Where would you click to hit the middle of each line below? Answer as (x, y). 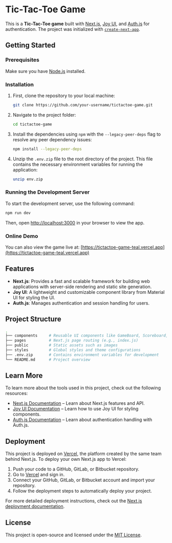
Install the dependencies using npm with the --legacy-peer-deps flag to (87, 134)
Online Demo (22, 236)
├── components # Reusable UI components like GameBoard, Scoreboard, (87, 336)
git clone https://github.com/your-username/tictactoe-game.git (83, 105)
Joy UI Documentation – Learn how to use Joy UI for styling (76, 409)
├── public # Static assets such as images (61, 345)
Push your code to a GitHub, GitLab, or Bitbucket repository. (76, 469)
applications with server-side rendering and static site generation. (82, 287)
